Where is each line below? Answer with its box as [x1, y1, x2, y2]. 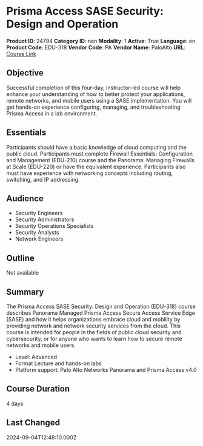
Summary [6, 287, 44, 297]
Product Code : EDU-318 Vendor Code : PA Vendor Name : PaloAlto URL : [6, 44, 186, 51]
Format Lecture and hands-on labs [15, 360, 102, 367]
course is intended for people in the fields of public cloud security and [6, 329, 182, 335]
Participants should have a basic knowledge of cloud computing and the [6, 143, 187, 151]
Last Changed [6, 417, 61, 428]
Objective [6, 68, 44, 78]
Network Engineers [15, 235, 64, 242]
